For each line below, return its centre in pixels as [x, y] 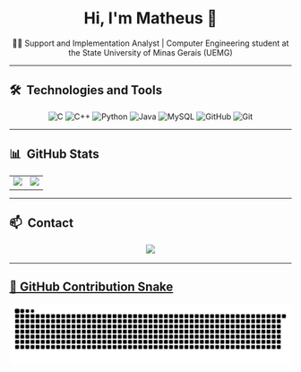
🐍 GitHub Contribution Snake [91, 287]
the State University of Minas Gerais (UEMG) [150, 52]
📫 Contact [42, 223]
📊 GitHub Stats [55, 155]
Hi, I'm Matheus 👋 [150, 18]
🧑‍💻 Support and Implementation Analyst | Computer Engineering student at [150, 43]
